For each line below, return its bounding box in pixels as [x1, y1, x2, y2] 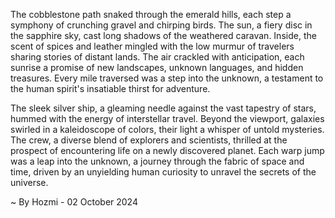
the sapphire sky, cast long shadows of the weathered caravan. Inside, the [10, 30, 317, 41]
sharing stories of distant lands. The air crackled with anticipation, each [10, 51, 305, 63]
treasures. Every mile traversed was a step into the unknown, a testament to [10, 72, 324, 84]
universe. [10, 177, 49, 188]
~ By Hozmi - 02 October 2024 [10, 196, 138, 208]
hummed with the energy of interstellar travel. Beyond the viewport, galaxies [10, 113, 325, 124]
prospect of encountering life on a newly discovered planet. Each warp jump [10, 145, 325, 156]
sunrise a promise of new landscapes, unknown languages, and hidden [10, 62, 304, 73]
